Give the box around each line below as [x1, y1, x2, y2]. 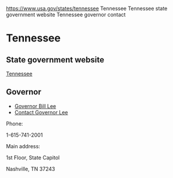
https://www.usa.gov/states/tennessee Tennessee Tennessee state [6, 5, 168, 12]
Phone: [6, 120, 23, 127]
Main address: [6, 142, 41, 149]
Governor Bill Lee [14, 102, 57, 110]
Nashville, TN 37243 [6, 165, 55, 172]
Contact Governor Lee [14, 109, 68, 116]
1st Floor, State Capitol [6, 154, 60, 161]
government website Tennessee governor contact [6, 11, 126, 18]
